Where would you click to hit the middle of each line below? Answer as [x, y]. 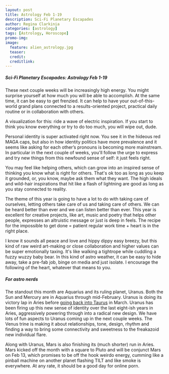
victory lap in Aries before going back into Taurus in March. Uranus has [79, 302]
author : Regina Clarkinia [32, 24]
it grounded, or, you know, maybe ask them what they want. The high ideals [84, 178]
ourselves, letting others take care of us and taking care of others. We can [82, 204]
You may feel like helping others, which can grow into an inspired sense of [82, 168]
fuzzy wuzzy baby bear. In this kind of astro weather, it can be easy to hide [83, 257]
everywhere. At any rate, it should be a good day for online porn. [72, 366]
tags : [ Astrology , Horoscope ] [37, 33]
